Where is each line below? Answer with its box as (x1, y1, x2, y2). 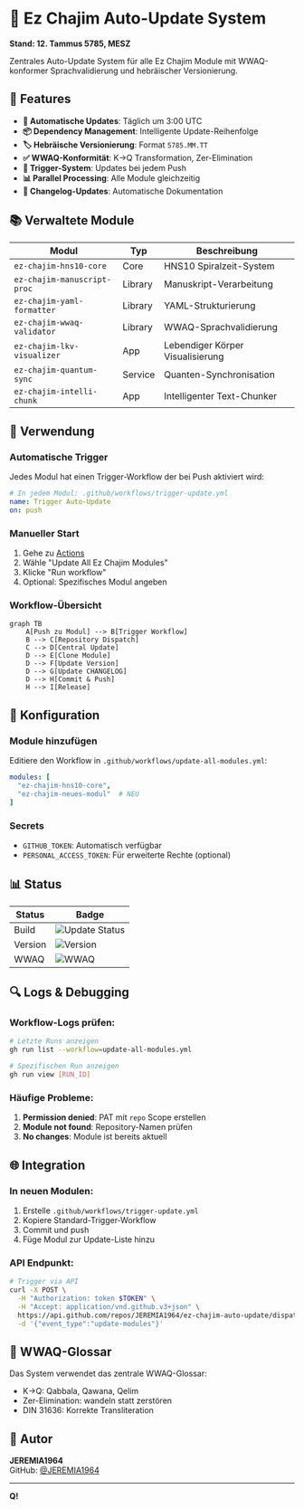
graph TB (9, 620, 43, 629)
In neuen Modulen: (9, 1184, 94, 1197)
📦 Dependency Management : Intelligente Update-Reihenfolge (22, 126, 259, 137)
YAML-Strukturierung (164, 299, 256, 311)
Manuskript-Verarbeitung (164, 278, 274, 290)
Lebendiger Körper (164, 338, 244, 351)
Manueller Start (9, 527, 80, 539)
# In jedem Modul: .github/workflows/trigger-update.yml (9, 489, 229, 498)
